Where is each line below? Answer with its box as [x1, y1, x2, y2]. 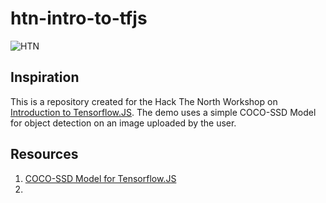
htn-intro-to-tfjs [10, 7, 148, 30]
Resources [10, 146, 79, 163]
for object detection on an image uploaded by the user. [10, 117, 237, 129]
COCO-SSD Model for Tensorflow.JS [24, 172, 177, 184]
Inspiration [10, 69, 80, 86]
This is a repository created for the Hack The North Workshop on [10, 95, 278, 107]
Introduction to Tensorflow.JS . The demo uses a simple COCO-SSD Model [10, 106, 317, 118]
